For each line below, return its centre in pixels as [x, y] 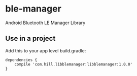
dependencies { [21, 60]
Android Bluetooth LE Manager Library [45, 23]
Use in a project [30, 39]
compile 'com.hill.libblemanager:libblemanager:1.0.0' [74, 64]
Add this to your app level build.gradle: [46, 50]
